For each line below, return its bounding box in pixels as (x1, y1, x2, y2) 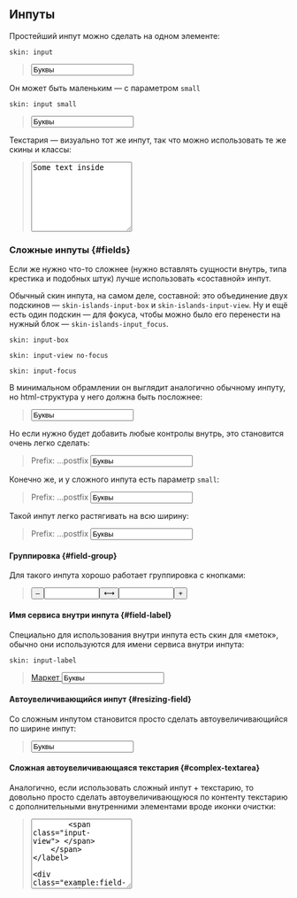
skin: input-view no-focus (9, 352, 109, 360)
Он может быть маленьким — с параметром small (9, 82, 201, 93)
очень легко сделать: (9, 437, 90, 448)
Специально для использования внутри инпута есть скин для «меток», (9, 629, 279, 640)
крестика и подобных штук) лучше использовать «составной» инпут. (9, 274, 271, 284)
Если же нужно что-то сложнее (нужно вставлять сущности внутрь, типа (9, 264, 287, 275)
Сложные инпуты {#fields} (9, 244, 131, 256)
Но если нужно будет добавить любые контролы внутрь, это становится (9, 429, 285, 439)
